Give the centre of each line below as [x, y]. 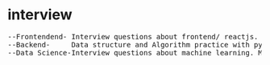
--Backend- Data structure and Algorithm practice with [129, 45]
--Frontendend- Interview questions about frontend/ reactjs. [133, 37]
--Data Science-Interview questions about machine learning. [131, 53]
